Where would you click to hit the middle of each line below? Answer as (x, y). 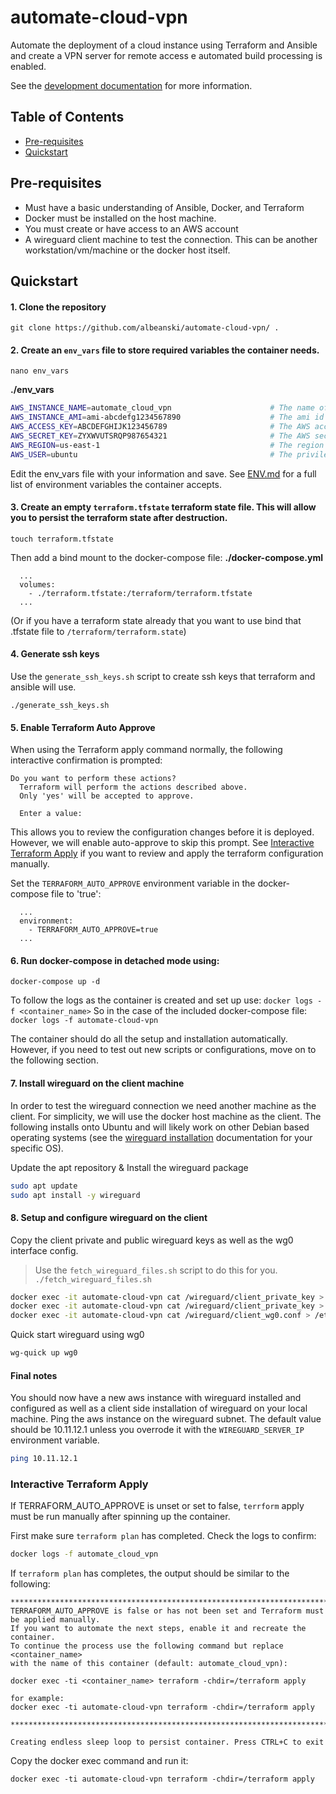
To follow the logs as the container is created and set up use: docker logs (161, 1000)
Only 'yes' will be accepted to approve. (107, 796)
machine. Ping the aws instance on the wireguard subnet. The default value (166, 1419)
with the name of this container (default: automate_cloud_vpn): (149, 1664)
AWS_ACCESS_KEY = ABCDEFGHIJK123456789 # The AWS (160, 427)
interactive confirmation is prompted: (86, 760)
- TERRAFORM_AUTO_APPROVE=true (93, 930)
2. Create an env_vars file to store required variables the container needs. (165, 350)
